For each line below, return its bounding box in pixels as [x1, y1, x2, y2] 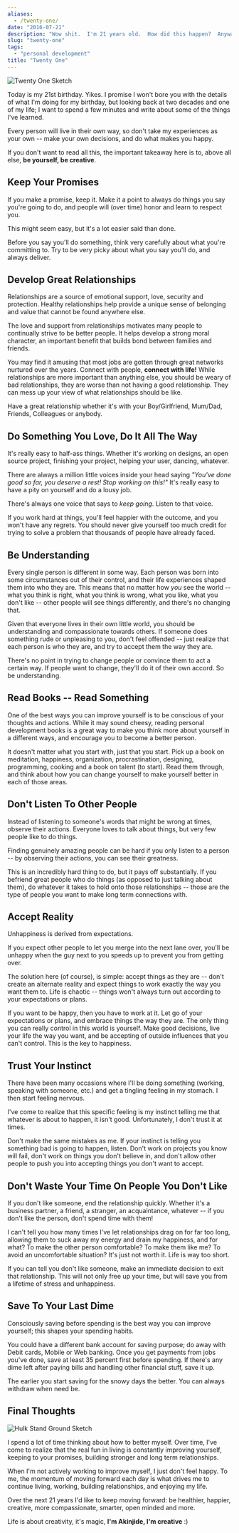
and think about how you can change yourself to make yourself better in [7, 770, 219, 779]
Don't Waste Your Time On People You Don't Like [7, 1180, 228, 1192]
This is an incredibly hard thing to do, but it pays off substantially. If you [7, 867, 217, 876]
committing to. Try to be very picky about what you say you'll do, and [7, 245, 211, 254]
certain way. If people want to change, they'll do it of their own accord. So [7, 664, 224, 672]
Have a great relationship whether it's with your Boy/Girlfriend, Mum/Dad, [7, 402, 223, 410]
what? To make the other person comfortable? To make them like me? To [7, 1243, 221, 1252]
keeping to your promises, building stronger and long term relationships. [7, 1453, 219, 1461]
